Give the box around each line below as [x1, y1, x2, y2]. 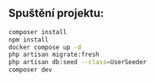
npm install [8, 36, 49, 44]
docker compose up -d [8, 43, 82, 51]
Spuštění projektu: [8, 6, 104, 20]
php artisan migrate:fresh [8, 50, 100, 59]
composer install [8, 28, 67, 36]
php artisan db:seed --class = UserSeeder [8, 58, 148, 67]
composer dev [8, 66, 53, 74]
